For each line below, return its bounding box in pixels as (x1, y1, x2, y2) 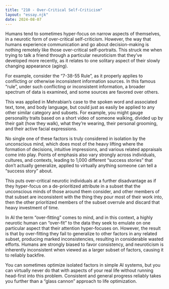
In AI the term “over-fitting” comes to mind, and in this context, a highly (5, 214, 153, 221)
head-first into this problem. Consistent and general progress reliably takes (5, 273, 161, 279)
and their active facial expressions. (5, 126, 78, 132)
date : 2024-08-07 (5, 17, 42, 22)
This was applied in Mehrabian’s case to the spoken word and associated (5, 99, 157, 105)
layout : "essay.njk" (5, 12, 49, 17)
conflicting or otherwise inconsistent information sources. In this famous (5, 78, 156, 84)
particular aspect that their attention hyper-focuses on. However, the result (5, 225, 161, 231)
